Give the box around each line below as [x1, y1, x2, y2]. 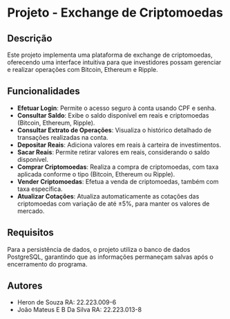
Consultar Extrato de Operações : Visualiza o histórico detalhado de [17, 126, 212, 134]
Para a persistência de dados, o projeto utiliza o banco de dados [7, 245, 191, 253]
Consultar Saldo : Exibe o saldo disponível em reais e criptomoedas [17, 111, 209, 119]
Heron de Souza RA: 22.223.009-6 [17, 298, 117, 307]
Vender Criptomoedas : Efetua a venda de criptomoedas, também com [17, 177, 219, 185]
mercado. [17, 206, 45, 215]
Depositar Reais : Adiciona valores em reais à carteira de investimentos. [17, 140, 222, 149]
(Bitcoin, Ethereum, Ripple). [17, 118, 95, 127]
